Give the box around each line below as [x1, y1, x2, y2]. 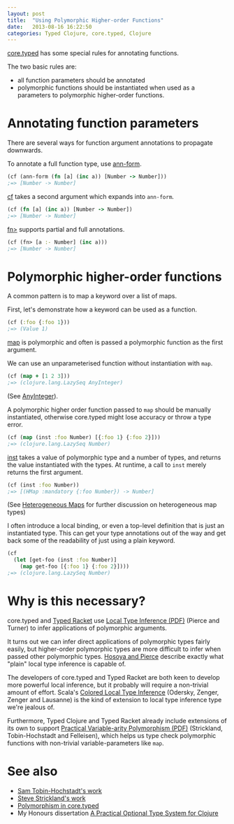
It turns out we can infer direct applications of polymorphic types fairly [7, 637, 211, 645]
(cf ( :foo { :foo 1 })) [7, 319, 71, 326]
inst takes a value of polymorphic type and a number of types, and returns [7, 453, 221, 461]
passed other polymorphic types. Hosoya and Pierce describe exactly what [7, 652, 224, 660]
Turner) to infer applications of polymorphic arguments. [7, 624, 168, 632]
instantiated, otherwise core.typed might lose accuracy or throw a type [7, 412, 212, 421]
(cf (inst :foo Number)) [7, 481, 80, 489]
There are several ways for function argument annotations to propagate [7, 139, 213, 147]
